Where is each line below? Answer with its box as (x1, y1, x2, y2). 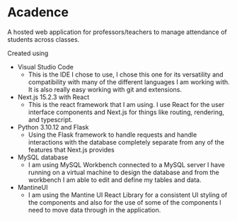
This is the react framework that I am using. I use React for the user (28, 100, 225, 108)
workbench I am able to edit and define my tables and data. (28, 175, 202, 184)
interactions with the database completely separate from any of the (28, 137, 225, 146)
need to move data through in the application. (28, 205, 161, 214)
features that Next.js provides (28, 145, 115, 154)
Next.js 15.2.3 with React (17, 93, 90, 101)
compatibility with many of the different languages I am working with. (28, 77, 230, 86)
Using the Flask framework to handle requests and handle (28, 130, 197, 139)
